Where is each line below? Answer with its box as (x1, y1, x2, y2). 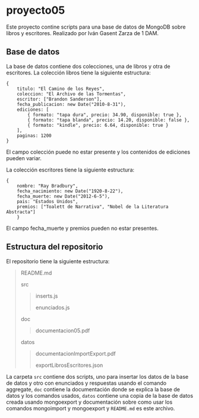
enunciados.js (35, 304, 70, 311)
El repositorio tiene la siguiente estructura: (6, 257, 110, 265)
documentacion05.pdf (35, 327, 90, 334)
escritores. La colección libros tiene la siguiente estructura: (6, 69, 151, 76)
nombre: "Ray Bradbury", (17, 183, 78, 189)
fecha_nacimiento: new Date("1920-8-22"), (17, 188, 124, 194)
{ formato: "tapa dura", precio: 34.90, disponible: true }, (27, 111, 182, 118)
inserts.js (35, 292, 58, 300)
